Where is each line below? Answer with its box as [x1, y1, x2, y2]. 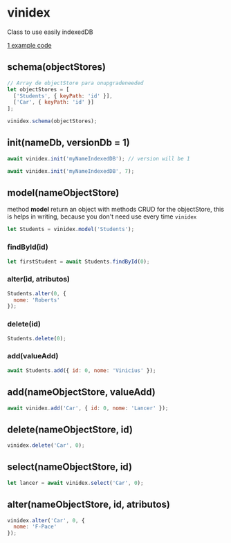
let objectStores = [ [7, 86, 70, 93]
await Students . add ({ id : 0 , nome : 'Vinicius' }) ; [7, 367, 156, 374]
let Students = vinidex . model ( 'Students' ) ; [7, 226, 135, 233]
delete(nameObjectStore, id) [7, 423, 133, 435]
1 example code [7, 41, 52, 49]
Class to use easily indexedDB [7, 28, 93, 36]
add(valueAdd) [7, 351, 59, 361]
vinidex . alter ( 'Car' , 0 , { [7, 517, 85, 524]
